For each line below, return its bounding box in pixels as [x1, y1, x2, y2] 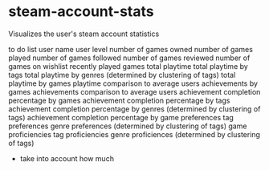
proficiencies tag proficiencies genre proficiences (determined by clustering [8, 129, 261, 139]
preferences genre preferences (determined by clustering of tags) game [8, 121, 247, 131]
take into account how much [19, 153, 115, 163]
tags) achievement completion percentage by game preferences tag [8, 112, 234, 122]
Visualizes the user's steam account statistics [8, 29, 160, 38]
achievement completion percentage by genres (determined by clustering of [8, 103, 261, 114]
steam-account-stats [8, 2, 154, 21]
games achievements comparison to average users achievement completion [8, 87, 261, 96]
